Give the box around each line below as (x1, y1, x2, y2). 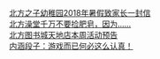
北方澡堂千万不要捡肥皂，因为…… (9, 18, 132, 29)
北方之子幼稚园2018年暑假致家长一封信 (9, 8, 151, 18)
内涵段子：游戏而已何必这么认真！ (9, 41, 133, 51)
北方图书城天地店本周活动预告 (9, 30, 118, 40)
